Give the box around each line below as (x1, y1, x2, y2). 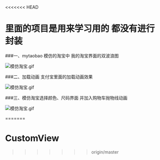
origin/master (91, 149, 119, 155)
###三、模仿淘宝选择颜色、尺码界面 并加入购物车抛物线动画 (5, 95, 128, 101)
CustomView (5, 133, 59, 144)
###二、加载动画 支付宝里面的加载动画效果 (5, 74, 93, 80)
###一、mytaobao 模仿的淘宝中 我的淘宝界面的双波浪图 (5, 53, 119, 58)
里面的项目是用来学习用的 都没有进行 (5, 23, 155, 34)
